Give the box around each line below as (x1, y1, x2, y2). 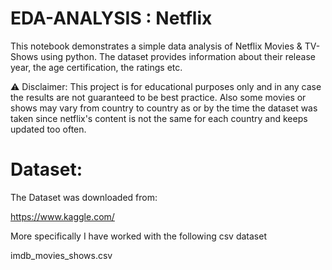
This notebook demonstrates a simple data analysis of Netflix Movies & (10, 40, 303, 52)
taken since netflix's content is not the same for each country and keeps (10, 112, 308, 124)
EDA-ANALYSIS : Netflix (10, 7, 213, 30)
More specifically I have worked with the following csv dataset (10, 230, 267, 242)
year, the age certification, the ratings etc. (10, 61, 183, 73)
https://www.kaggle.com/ (10, 210, 115, 222)
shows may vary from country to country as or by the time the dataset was (10, 102, 318, 114)
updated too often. (10, 123, 87, 135)
